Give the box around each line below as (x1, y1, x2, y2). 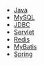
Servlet (13, 28, 34, 36)
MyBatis (13, 43, 37, 50)
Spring (13, 50, 33, 58)
